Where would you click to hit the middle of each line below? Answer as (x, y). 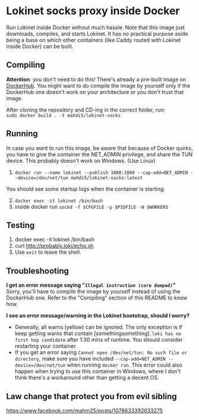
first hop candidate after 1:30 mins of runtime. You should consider (99, 340)
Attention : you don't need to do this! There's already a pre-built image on (96, 79)
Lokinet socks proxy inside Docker (93, 11)
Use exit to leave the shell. (48, 252)
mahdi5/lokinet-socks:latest (107, 178)
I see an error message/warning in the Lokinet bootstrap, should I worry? (98, 315)
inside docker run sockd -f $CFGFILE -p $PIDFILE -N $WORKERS (91, 207)
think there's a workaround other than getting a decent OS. (87, 378)
